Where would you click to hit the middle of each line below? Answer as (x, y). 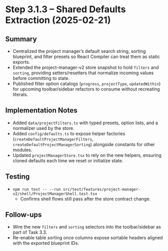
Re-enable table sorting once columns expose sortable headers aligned (88, 238)
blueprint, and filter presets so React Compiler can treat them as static (86, 57)
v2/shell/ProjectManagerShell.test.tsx (55, 194)
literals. (20, 94)
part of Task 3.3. (30, 232)
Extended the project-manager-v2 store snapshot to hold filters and (86, 67)
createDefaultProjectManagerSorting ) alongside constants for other (84, 144)
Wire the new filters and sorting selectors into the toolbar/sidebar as (87, 227)
